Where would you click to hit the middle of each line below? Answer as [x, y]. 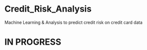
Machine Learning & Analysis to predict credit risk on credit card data [74, 22]
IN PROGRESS [33, 42]
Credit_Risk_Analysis [48, 9]
